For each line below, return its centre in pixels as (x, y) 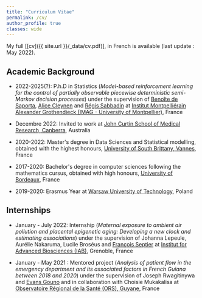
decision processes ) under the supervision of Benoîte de (107, 99)
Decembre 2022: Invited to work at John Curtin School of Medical (98, 124)
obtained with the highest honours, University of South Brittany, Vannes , (106, 149)
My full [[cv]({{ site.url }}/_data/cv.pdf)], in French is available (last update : (100, 46)
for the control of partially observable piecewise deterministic (92, 93)
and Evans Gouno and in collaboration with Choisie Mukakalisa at (97, 282)
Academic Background (50, 71)
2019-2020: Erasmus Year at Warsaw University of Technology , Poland (104, 191)
